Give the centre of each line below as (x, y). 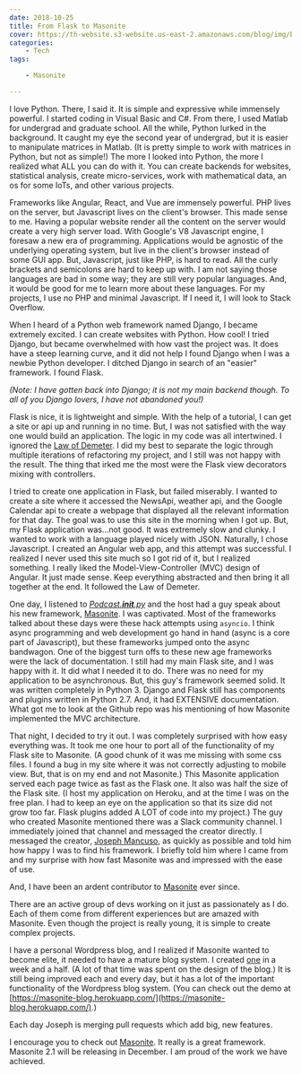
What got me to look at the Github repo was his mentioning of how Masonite (150, 709)
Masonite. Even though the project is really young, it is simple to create (140, 923)
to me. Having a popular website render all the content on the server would (148, 222)
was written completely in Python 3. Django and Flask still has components (147, 690)
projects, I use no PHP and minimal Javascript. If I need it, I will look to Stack (150, 298)
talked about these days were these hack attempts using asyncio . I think (142, 623)
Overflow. (27, 307)
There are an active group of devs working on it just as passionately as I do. (149, 904)
